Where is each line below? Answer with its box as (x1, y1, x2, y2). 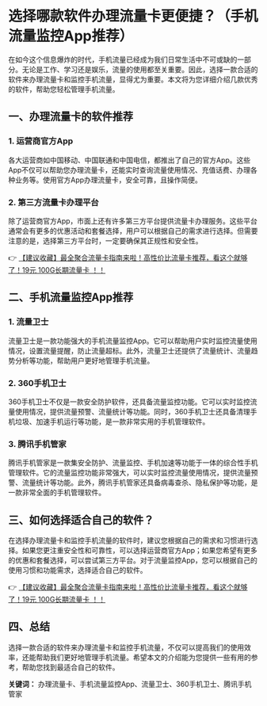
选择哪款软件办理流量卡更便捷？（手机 (8, 7, 259, 25)
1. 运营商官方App (8, 135, 74, 147)
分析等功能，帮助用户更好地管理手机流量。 (14, 356, 154, 365)
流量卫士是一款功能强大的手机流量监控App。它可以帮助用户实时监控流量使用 (8, 336, 257, 345)
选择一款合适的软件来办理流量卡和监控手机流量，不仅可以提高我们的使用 (8, 643, 244, 652)
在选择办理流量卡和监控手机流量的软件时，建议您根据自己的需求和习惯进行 (8, 536, 251, 545)
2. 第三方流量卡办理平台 (8, 197, 99, 208)
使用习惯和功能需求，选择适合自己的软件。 (8, 566, 147, 575)
